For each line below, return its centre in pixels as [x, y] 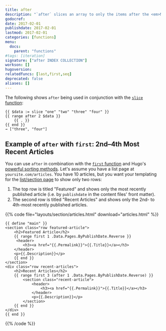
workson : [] [17, 65]
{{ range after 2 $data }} [33, 116]
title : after [19, 10]
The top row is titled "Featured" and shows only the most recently [79, 189]
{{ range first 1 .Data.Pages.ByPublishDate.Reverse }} [73, 236]
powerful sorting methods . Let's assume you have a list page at [70, 169]
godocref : [15, 19]
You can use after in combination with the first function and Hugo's [76, 164]
